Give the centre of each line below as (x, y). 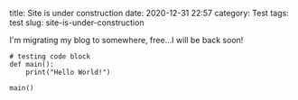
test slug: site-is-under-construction (77, 23)
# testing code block (50, 57)
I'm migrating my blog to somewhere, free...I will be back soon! (126, 40)
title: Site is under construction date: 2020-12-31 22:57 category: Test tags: (149, 13)
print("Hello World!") (68, 72)
